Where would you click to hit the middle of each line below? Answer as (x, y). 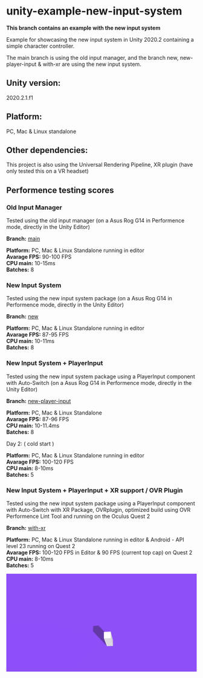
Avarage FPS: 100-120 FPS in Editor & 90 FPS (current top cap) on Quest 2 (99, 552)
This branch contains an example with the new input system (83, 28)
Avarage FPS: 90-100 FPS (39, 257)
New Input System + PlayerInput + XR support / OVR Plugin (95, 490)
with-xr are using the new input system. (92, 64)
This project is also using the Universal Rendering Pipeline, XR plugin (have (100, 165)
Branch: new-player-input (39, 401)
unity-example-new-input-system (94, 11)
